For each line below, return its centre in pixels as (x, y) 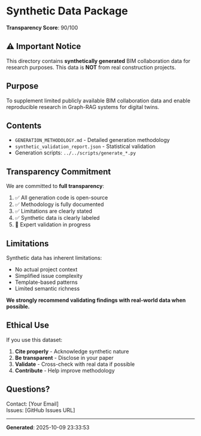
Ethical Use (28, 326)
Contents (24, 125)
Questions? (28, 390)
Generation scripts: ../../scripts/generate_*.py (75, 153)
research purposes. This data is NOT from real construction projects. (91, 67)
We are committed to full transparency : (55, 186)
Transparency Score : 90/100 (42, 28)
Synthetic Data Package (67, 11)
